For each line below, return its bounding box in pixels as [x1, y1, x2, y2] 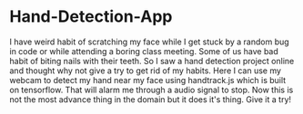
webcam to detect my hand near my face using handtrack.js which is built [9, 74, 287, 85]
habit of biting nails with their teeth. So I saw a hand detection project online [9, 55, 295, 66]
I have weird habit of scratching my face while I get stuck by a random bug [9, 36, 289, 47]
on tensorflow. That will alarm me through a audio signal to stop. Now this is [9, 84, 294, 95]
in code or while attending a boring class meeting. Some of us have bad [9, 45, 279, 56]
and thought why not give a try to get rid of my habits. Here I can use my [9, 65, 282, 76]
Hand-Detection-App [9, 6, 173, 27]
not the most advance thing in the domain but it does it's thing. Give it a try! [9, 93, 292, 105]
